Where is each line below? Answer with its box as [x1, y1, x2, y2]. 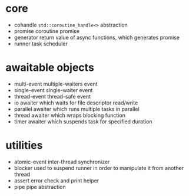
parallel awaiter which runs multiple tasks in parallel [14, 105, 140, 112]
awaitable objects [5, 61, 95, 74]
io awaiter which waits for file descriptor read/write [14, 99, 138, 106]
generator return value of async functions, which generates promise [14, 34, 180, 41]
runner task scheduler [14, 40, 68, 47]
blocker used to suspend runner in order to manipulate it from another [14, 164, 184, 171]
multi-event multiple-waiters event [14, 80, 98, 87]
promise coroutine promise [14, 27, 80, 34]
